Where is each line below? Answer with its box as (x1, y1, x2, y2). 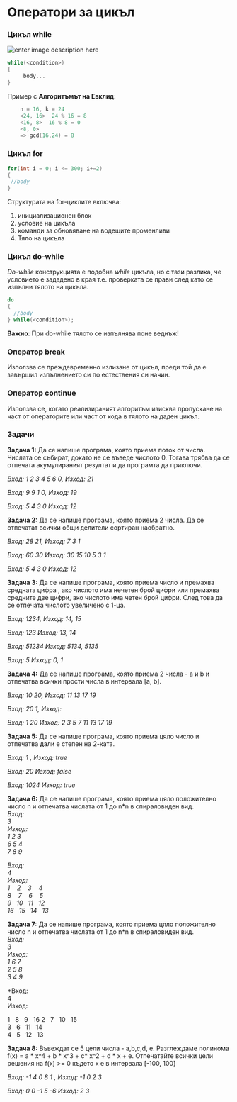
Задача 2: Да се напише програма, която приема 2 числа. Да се (7, 516, 204, 524)
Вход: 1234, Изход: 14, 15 (7, 614, 81, 623)
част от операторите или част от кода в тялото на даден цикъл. (7, 412, 200, 421)
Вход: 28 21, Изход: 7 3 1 (7, 537, 81, 545)
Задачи (7, 430, 35, 440)
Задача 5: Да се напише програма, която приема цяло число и (7, 732, 200, 740)
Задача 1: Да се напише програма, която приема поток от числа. (7, 445, 206, 454)
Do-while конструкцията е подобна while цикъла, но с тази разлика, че (7, 267, 221, 277)
